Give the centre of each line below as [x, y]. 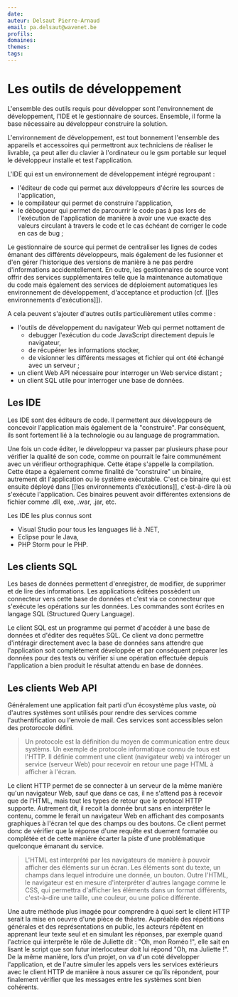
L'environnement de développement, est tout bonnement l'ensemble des [114, 137]
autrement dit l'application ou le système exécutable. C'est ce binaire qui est [119, 479]
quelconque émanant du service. [56, 846]
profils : [20, 34]
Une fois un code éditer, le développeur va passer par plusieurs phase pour [118, 448]
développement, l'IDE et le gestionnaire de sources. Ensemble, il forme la [114, 116]
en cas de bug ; [40, 233]
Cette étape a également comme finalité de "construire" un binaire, [106, 471]
